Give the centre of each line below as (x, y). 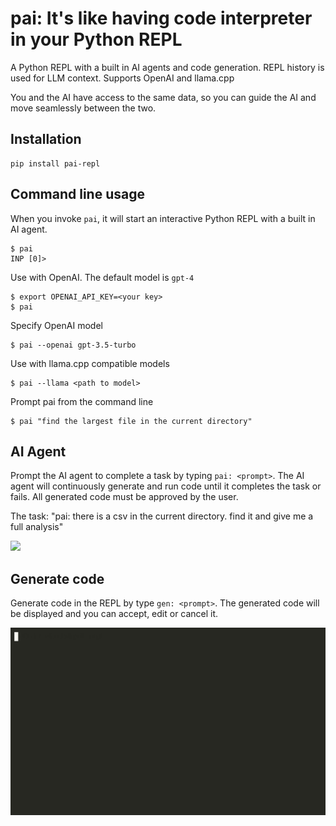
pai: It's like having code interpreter (161, 18)
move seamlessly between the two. (83, 108)
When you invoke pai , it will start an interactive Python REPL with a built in (163, 218)
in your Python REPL (96, 39)
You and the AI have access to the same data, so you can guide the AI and (163, 97)
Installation (46, 139)
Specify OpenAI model (56, 325)
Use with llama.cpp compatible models (90, 363)
